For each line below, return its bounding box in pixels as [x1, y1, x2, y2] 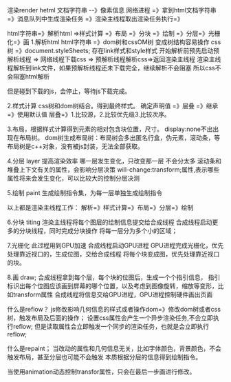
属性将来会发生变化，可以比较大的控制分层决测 [7, 174, 140, 182]
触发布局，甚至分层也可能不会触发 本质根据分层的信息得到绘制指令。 [7, 353, 201, 361]
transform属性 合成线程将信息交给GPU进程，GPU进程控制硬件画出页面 [12, 290, 213, 299]
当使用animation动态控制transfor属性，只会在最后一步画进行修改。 [7, 368, 196, 376]
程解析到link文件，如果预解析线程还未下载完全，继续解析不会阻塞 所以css [7, 64, 215, 72]
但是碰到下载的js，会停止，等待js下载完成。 [7, 87, 131, 95]
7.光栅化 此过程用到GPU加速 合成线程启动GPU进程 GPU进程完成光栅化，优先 [7, 241, 224, 250]
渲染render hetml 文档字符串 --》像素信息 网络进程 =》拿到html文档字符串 [7, 6, 217, 14]
